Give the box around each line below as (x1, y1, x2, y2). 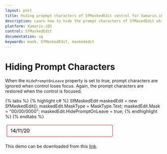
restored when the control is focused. (5, 88, 82, 94)
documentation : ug (5, 34, 43, 39)
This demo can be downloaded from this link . (5, 143, 98, 149)
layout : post (5, 8, 32, 13)
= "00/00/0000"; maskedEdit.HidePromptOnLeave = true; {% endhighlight (5, 108, 158, 114)
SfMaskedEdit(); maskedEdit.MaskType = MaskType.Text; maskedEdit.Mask (5, 103, 161, 109)
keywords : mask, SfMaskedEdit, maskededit (5, 40, 94, 45)
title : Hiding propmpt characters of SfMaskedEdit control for (5, 13, 139, 18)
